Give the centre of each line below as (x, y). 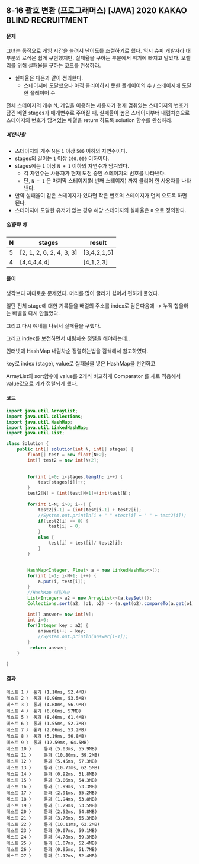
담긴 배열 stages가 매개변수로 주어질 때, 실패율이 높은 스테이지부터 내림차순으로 (98, 113)
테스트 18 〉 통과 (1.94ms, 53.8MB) (52, 799)
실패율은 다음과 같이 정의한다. (49, 78)
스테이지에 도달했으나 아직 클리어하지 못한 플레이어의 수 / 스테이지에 (102, 85)
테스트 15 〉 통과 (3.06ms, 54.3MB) (52, 780)
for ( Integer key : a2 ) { (58, 626)
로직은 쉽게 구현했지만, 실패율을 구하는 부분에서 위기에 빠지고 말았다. (101, 57)
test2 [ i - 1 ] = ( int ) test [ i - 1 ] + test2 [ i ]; (90, 510)
